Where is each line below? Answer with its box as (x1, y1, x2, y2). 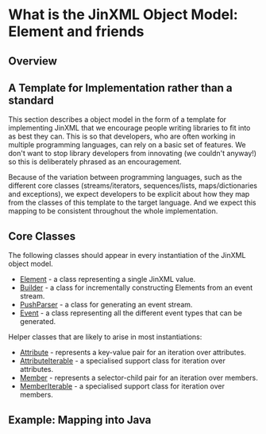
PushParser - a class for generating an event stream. (19, 300, 193, 310)
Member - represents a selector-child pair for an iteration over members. (19, 373, 258, 383)
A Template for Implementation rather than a (8, 81, 233, 95)
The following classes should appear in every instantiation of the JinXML (8, 251, 246, 260)
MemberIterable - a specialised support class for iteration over (19, 381, 225, 391)
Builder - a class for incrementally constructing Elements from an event (19, 283, 253, 292)
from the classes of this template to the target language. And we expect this (8, 197, 256, 208)
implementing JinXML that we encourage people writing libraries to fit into (8, 123, 251, 133)
